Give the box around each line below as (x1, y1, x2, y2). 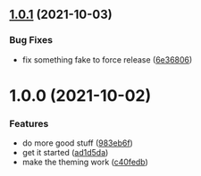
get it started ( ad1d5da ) (21, 147, 109, 158)
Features (9, 117, 49, 130)
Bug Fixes (9, 34, 54, 46)
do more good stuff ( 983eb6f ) (21, 138, 134, 148)
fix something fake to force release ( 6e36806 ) (21, 54, 193, 65)
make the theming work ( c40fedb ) (21, 156, 149, 168)
